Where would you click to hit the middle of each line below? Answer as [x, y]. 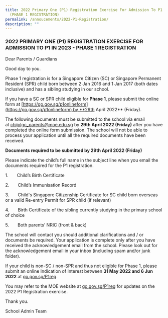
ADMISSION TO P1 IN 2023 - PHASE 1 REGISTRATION [71, 48]
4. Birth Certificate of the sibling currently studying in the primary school [84, 210]
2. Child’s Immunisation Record [41, 185]
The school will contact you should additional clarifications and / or [74, 234]
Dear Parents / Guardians [31, 59]
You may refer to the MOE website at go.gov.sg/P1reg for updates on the [80, 286]
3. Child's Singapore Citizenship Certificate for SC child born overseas [81, 195]
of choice [15, 215]
